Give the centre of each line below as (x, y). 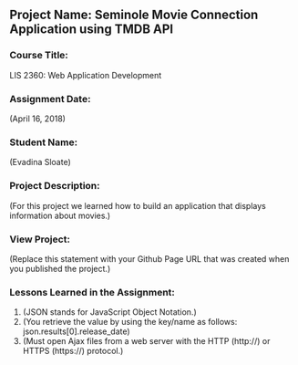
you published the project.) (60, 268)
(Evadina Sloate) (40, 162)
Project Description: (55, 186)
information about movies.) (60, 215)
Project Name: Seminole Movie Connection (134, 15)
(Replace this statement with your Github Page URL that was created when (149, 258)
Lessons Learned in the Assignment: (92, 292)
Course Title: (39, 56)
